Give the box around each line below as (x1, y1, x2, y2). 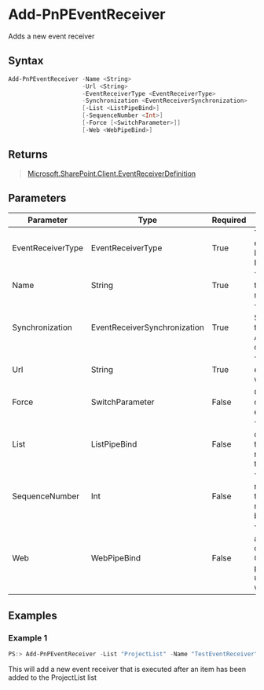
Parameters (8, 191, 67, 205)
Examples (8, 608, 57, 622)
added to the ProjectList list (8, 673, 97, 682)
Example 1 (8, 632, 48, 643)
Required (211, 214, 247, 225)
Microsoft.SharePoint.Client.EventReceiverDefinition (27, 169, 196, 178)
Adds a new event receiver (8, 31, 95, 41)
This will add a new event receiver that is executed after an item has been (8, 664, 247, 674)
